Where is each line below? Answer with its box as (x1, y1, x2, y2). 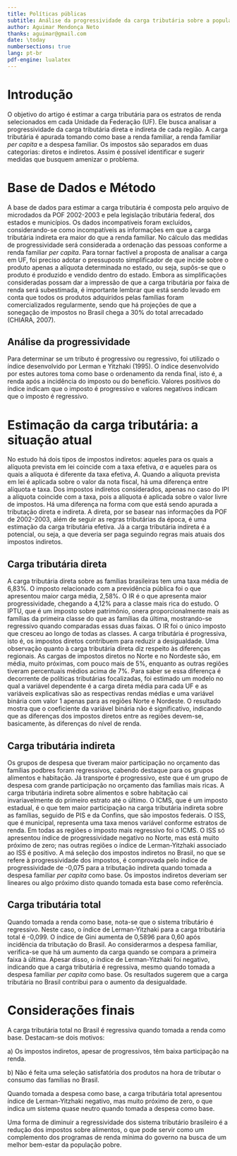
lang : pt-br (7, 50, 42, 57)
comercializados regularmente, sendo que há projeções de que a (7, 301, 197, 309)
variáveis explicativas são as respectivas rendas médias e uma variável (7, 690, 214, 698)
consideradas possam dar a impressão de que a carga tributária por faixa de (7, 278, 230, 287)
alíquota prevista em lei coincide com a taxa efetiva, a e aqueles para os (7, 463, 217, 471)
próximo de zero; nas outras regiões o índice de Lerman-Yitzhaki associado (7, 841, 227, 849)
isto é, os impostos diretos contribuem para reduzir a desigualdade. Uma (7, 637, 219, 646)
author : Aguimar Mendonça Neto (7, 23, 99, 30)
